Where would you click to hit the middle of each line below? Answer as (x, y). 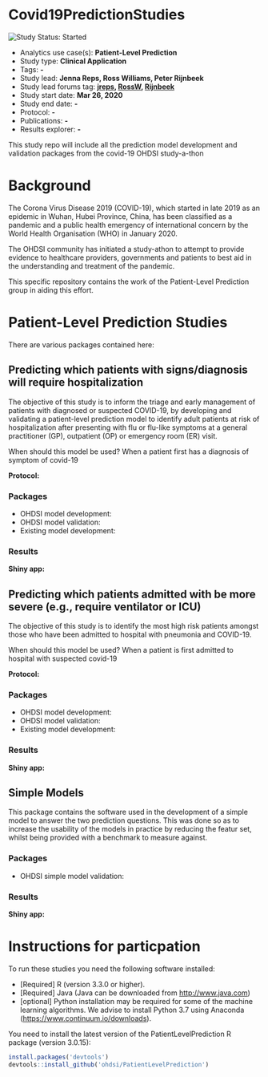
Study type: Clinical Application (73, 61)
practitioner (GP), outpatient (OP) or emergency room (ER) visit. (113, 435)
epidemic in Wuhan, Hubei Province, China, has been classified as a (120, 216)
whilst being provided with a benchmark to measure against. (108, 838)
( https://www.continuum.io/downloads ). (86, 1018)
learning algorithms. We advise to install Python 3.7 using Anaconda (132, 1010)
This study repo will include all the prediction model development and (123, 144)
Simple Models (46, 793)
